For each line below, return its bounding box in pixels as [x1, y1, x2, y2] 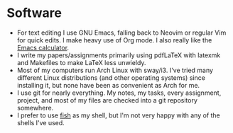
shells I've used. [16, 118, 65, 127]
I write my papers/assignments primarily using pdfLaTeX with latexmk [16, 51, 221, 59]
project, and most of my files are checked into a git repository [16, 96, 198, 104]
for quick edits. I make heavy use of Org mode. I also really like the [16, 35, 212, 44]
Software [6, 5, 62, 21]
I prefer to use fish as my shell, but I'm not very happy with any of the [16, 111, 221, 120]
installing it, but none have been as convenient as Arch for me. [16, 81, 200, 89]
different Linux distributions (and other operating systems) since [16, 73, 205, 82]
